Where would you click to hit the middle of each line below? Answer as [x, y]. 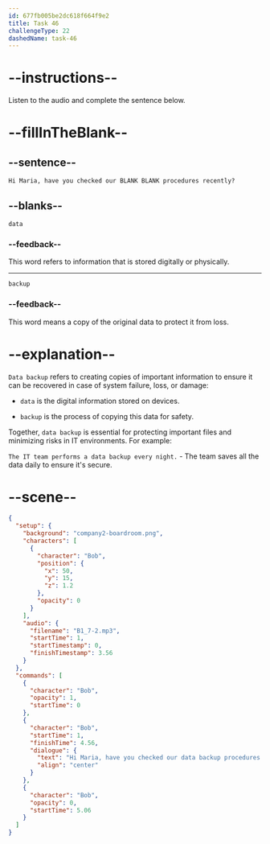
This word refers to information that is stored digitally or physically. [119, 261]
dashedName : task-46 [43, 38]
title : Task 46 [34, 23]
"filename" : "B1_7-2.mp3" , [75, 631]
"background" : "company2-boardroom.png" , [93, 533]
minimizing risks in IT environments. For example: [90, 440]
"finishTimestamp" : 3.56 [71, 653]
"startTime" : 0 [55, 706]
